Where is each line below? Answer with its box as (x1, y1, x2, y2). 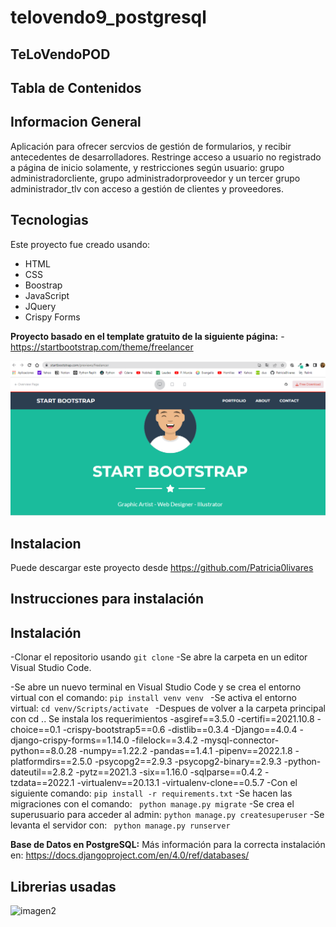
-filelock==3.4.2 (131, 734, 198, 746)
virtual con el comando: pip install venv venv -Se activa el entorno (10, 692, 297, 704)
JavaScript (24, 289, 70, 301)
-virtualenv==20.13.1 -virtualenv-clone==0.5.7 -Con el (76, 777, 298, 789)
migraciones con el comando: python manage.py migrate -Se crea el (10, 798, 295, 810)
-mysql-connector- (199, 734, 280, 746)
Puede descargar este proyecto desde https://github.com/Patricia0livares (10, 561, 314, 573)
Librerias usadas (10, 878, 117, 895)
